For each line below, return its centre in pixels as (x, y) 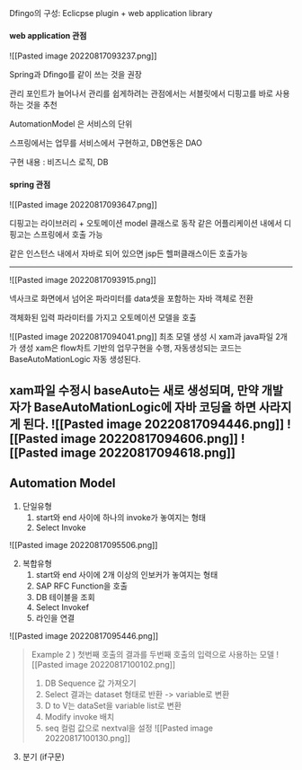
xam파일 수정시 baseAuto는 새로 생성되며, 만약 (134, 390)
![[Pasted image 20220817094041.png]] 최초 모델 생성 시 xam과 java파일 (142, 337)
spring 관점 (30, 184)
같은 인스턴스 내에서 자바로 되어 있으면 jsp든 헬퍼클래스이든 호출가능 (129, 253)
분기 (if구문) (44, 757)
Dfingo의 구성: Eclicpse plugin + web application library (111, 13)
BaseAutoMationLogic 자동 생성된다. (75, 359)
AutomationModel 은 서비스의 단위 (71, 124)
